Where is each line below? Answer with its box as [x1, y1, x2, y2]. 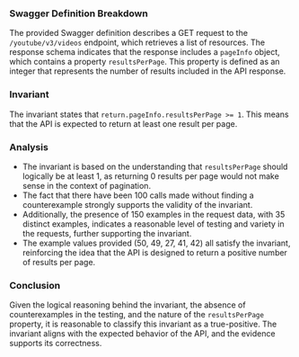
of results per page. [22, 256, 96, 267]
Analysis [9, 140, 49, 153]
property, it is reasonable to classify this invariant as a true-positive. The [9, 318, 277, 330]
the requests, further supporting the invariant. [22, 228, 192, 238]
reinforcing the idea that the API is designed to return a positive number [22, 246, 287, 258]
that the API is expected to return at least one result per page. [9, 118, 238, 129]
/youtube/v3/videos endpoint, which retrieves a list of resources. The [9, 37, 266, 48]
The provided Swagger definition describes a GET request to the [9, 28, 249, 39]
